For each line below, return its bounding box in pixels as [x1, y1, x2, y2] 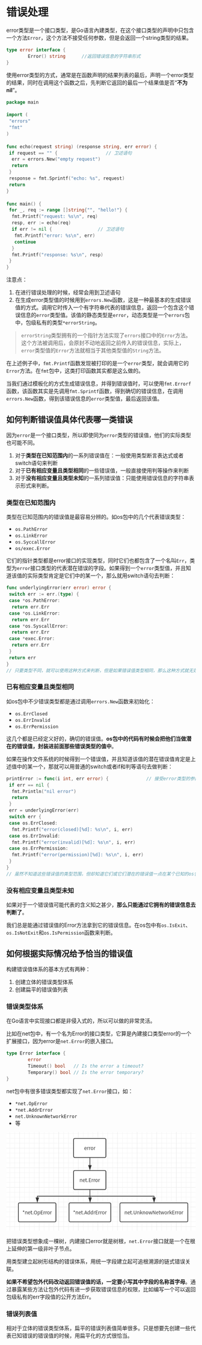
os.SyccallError [14, 539, 56, 545]
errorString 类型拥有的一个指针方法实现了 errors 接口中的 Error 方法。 [20, 332, 191, 339]
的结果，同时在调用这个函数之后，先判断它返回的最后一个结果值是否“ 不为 [6, 79, 188, 86]
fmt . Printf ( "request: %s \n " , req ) [11, 213, 98, 220]
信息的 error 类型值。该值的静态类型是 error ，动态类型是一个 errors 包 [20, 312, 191, 319]
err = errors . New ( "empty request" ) [11, 156, 101, 163]
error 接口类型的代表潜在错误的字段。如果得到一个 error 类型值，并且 [17, 565, 186, 572]
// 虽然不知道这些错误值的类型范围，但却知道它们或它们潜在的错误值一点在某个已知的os [6, 871, 194, 877]
